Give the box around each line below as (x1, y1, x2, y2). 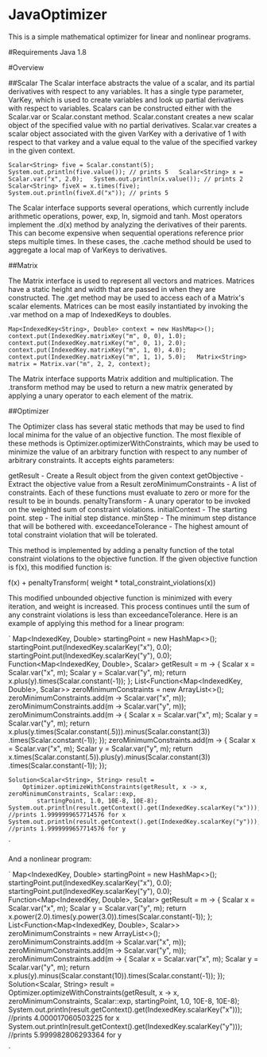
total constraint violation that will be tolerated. (8, 530, 158, 539)
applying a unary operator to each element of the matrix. (8, 391, 194, 400)
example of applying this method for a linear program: (8, 618, 185, 628)
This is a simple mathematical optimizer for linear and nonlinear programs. (8, 32, 251, 41)
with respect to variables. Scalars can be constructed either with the (8, 103, 232, 113)
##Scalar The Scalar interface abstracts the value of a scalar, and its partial (8, 78, 255, 87)
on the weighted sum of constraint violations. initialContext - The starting (8, 504, 248, 514)
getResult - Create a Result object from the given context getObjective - (8, 471, 244, 480)
